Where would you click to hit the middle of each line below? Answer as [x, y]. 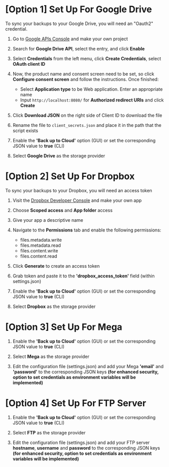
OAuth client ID [29, 64]
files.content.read [39, 256]
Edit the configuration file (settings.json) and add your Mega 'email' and [88, 366]
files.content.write [39, 250]
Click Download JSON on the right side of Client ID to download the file [87, 115]
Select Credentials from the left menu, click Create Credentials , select [87, 58]
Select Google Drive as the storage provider [59, 155]
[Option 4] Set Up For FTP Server [76, 403]
